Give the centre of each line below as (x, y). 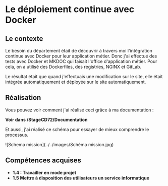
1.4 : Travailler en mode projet (44, 172)
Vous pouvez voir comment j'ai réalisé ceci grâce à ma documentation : (79, 110)
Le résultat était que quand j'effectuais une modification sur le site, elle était (84, 76)
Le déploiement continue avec (70, 9)
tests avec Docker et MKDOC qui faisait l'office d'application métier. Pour (81, 61)
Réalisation (23, 98)
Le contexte (24, 39)
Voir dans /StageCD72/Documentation (46, 119)
